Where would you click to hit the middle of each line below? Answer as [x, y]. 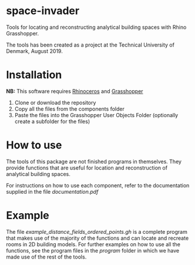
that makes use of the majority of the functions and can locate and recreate [97, 238]
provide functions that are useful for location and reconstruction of [87, 168]
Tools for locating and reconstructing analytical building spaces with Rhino [96, 27]
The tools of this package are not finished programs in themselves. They [94, 161]
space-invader [43, 11]
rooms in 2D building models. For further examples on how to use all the [93, 244]
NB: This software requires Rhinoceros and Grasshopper [75, 91]
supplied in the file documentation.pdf [52, 191]
